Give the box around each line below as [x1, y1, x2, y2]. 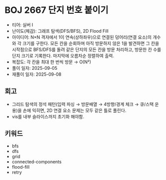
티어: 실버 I [11, 22, 33, 28]
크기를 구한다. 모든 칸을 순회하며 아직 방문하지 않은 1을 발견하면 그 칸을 [22, 40, 160, 46]
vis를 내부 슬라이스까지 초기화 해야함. [11, 113, 84, 119]
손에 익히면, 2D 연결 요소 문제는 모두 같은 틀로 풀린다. [22, 107, 127, 113]
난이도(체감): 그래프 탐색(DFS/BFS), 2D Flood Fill [11, 28, 109, 34]
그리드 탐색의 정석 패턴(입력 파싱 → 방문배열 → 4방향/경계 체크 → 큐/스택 [11, 101, 154, 107]
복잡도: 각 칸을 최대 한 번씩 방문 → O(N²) [11, 59, 91, 65]
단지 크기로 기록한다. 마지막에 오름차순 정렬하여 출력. [11, 52, 114, 58]
